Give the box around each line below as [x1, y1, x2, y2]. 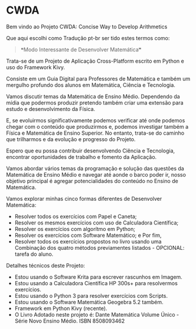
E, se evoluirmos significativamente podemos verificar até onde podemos [6, 116, 185, 124]
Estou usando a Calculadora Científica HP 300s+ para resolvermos [14, 279, 178, 286]
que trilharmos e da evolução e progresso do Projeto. [6, 135, 136, 142]
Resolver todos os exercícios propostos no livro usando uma [14, 237, 162, 245]
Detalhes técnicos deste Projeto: [6, 262, 86, 269]
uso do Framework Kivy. [6, 63, 65, 71]
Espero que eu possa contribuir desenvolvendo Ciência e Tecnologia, [6, 147, 175, 154]
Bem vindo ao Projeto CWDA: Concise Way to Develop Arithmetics [6, 23, 168, 30]
